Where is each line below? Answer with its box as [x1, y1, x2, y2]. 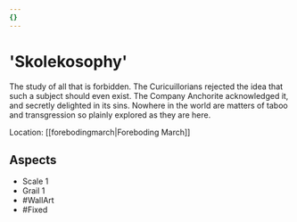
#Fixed [21, 204, 48, 215]
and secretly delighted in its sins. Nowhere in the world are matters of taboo [9, 100, 288, 111]
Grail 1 [21, 185, 45, 196]
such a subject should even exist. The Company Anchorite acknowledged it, [9, 90, 289, 101]
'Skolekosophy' [9, 51, 128, 71]
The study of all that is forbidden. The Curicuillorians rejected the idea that [9, 81, 284, 92]
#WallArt [21, 195, 55, 206]
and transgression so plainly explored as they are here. [9, 109, 211, 120]
